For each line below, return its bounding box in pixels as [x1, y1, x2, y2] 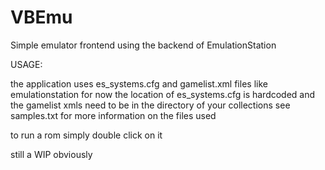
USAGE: [10, 58, 43, 70]
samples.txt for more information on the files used [10, 109, 217, 121]
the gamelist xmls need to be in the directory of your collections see [10, 99, 291, 111]
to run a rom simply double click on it [10, 129, 163, 141]
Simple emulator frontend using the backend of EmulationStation [10, 39, 277, 51]
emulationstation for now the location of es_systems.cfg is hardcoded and [10, 88, 316, 100]
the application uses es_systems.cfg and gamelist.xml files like [10, 77, 268, 90]
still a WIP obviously [10, 148, 93, 160]
